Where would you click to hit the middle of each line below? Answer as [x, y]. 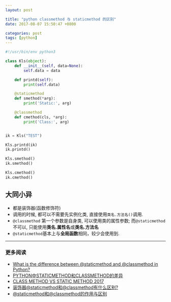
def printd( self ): [34, 80]
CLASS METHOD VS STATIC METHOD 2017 [58, 281]
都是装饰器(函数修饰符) [37, 208]
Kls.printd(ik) [21, 145]
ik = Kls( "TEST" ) [24, 136]
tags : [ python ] [21, 38]
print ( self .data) [42, 85]
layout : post [19, 10]
